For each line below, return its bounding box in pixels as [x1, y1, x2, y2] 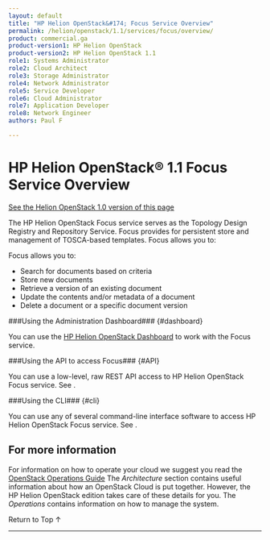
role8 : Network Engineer [8, 110, 92, 118]
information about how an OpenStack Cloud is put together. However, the [8, 481, 251, 492]
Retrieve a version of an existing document [19, 283, 162, 293]
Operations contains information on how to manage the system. [8, 499, 219, 509]
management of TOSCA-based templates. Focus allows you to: [8, 235, 217, 244]
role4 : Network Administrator [8, 79, 110, 87]
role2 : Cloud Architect [8, 64, 88, 73]
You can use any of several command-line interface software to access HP [8, 411, 256, 421]
